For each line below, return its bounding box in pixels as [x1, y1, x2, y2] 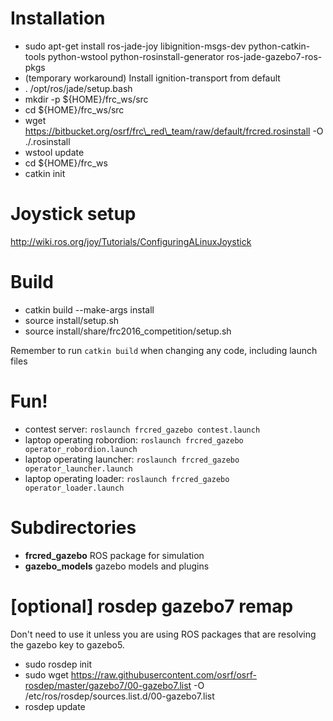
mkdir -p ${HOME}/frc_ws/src [24, 93, 149, 105]
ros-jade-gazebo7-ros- [226, 50, 323, 62]
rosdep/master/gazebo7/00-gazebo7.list [24, 679, 192, 691]
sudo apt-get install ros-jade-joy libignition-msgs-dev [24, 40, 247, 52]
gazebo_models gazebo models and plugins [24, 560, 210, 572]
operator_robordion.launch [24, 444, 138, 454]
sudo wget [24, 668, 69, 681]
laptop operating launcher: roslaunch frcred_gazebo [24, 453, 240, 465]
